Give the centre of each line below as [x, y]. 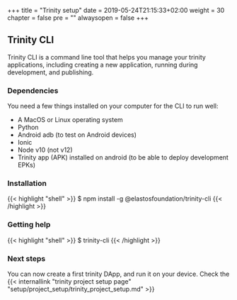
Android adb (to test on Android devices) [77, 135]
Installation [27, 184]
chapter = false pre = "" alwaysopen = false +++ [78, 18]
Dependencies [33, 90]
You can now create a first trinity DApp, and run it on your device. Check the [118, 274]
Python [28, 128]
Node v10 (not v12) [45, 150]
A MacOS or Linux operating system [70, 120]
